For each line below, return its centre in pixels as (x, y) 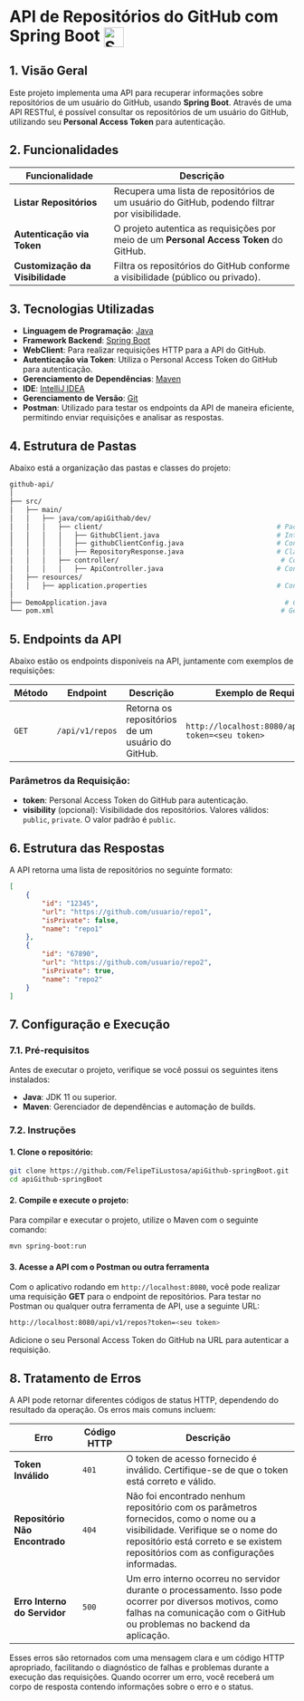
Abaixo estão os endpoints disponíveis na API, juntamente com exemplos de (152, 661)
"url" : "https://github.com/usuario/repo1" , (127, 912)
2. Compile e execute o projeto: (69, 1200)
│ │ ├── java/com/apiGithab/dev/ (81, 518)
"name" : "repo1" (72, 929)
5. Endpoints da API (66, 639)
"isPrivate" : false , (81, 920)
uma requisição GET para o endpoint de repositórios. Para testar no (135, 1297)
